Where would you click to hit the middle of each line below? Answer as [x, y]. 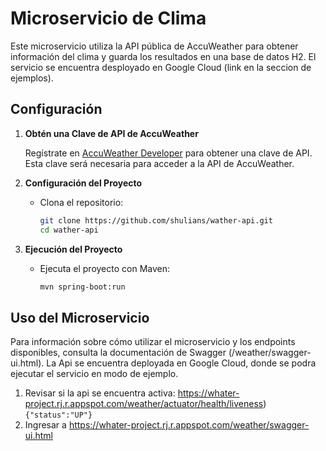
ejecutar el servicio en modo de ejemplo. [94, 374]
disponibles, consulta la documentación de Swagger [118, 353]
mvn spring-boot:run [82, 287]
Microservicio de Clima [108, 18]
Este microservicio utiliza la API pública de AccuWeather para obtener [154, 46]
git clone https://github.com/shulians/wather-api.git [156, 220]
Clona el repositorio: [81, 202]
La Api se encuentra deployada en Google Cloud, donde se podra [181, 363]
